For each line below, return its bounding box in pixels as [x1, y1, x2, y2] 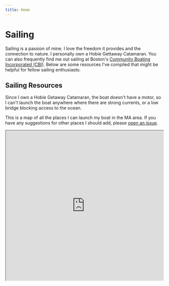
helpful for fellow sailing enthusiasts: [5, 66, 81, 72]
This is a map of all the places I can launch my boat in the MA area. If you [5, 114, 156, 120]
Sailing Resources [5, 81, 62, 89]
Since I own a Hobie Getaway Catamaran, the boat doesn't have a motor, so [5, 94, 161, 100]
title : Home [5, 7, 30, 12]
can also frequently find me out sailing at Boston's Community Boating [5, 56, 150, 62]
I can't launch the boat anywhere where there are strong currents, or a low [5, 99, 158, 105]
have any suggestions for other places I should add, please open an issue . [5, 120, 158, 126]
